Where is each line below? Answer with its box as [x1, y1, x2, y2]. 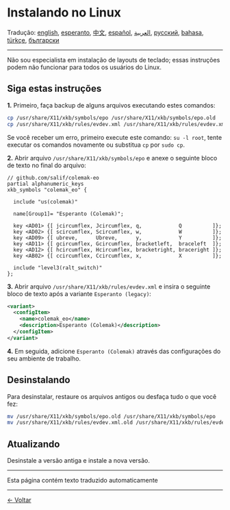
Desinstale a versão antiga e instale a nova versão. [7, 457, 151, 465]
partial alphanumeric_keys [7, 180, 84, 187]
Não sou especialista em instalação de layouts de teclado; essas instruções [7, 56, 220, 64]
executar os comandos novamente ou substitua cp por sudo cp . [7, 141, 185, 149]
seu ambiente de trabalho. [7, 354, 81, 363]
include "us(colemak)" [13, 198, 78, 205]
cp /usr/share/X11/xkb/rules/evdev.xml [7, 121, 121, 127]
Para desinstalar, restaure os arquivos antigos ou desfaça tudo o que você [7, 392, 217, 400]
